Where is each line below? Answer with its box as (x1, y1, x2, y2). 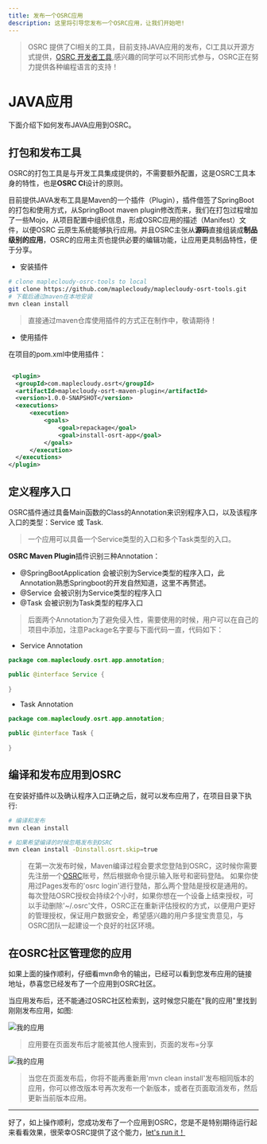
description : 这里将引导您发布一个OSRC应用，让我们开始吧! (8, 19, 185, 27)
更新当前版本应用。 (27, 1093, 91, 1103)
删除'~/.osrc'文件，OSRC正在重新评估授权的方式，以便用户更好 (48, 901, 256, 911)
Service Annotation (19, 640, 83, 650)
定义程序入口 (8, 484, 72, 498)
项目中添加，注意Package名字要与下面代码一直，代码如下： (27, 625, 224, 634)
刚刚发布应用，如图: (8, 1006, 74, 1015)
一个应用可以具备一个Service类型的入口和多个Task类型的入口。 (27, 534, 236, 543)
